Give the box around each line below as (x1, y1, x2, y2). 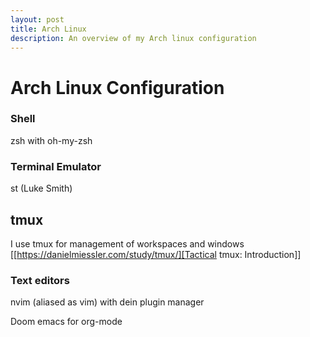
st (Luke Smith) (10, 182, 73, 195)
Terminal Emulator (10, 159, 102, 173)
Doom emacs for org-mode (10, 316, 123, 328)
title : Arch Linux (10, 24, 87, 34)
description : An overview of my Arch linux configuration (10, 33, 257, 43)
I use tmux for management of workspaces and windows (10, 237, 245, 250)
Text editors (10, 273, 70, 287)
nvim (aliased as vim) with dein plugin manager (10, 296, 205, 308)
